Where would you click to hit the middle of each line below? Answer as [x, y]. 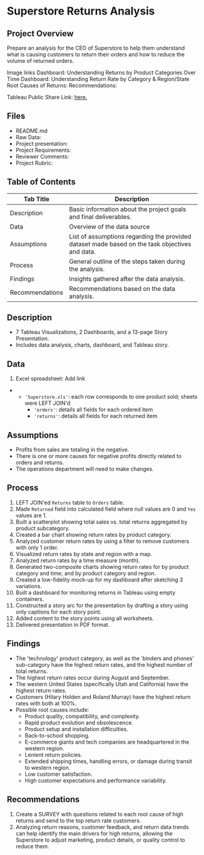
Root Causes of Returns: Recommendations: [62, 85]
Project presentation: [42, 143]
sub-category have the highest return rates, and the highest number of [104, 664]
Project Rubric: [34, 163]
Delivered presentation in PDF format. [63, 624]
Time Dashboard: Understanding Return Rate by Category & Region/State [98, 79]
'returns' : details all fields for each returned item [96, 416]
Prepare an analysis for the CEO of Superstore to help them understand [96, 48]
